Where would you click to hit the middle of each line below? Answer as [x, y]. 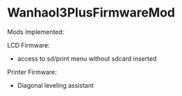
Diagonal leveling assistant [55, 85]
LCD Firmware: [28, 45]
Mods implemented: [36, 32]
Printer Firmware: [32, 72]
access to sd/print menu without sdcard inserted [87, 58]
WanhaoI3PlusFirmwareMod [91, 13]
